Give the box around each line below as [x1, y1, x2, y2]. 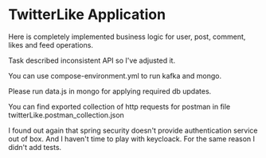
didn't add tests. [8, 142, 62, 152]
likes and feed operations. [8, 40, 94, 49]
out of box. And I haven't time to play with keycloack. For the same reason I [8, 133, 256, 144]
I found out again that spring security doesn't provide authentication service [8, 125, 258, 135]
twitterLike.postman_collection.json [8, 110, 125, 120]
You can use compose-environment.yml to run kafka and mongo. [8, 71, 221, 80]
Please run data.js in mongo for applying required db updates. [8, 86, 212, 96]
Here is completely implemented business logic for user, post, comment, [8, 32, 246, 41]
